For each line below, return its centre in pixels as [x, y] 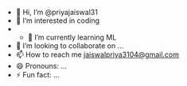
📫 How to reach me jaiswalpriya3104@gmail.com [97, 54]
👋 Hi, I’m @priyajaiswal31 [56, 12]
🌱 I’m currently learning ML [72, 37]
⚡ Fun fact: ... [37, 75]
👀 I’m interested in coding [58, 21]
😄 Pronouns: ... [41, 66]
